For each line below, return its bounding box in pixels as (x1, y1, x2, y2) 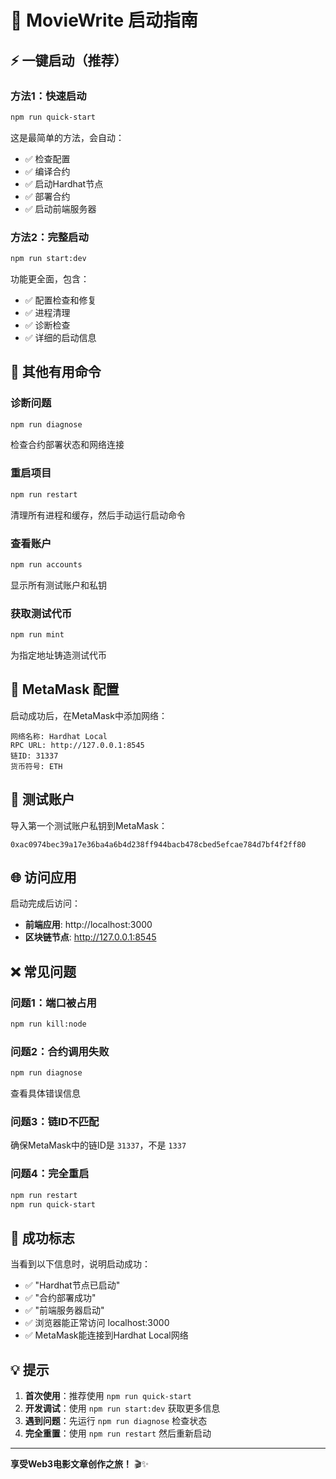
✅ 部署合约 (24, 190, 71, 202)
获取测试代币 (10, 606, 73, 620)
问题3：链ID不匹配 (10, 1115, 100, 1129)
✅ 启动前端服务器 (24, 202, 97, 215)
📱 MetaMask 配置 (10, 681, 120, 698)
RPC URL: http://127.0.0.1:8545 (10, 740, 145, 750)
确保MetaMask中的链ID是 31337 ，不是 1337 (10, 1139, 187, 1151)
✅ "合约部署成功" (24, 1292, 97, 1304)
